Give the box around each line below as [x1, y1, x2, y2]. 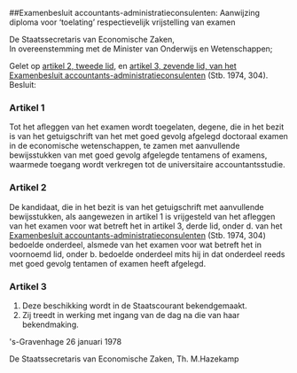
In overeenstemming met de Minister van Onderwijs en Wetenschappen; [9, 43, 273, 54]
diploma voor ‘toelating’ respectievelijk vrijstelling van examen [9, 17, 236, 27]
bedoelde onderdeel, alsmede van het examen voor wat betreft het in [9, 239, 262, 250]
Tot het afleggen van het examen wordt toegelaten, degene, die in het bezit [9, 121, 285, 132]
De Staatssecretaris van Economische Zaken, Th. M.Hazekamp [9, 354, 239, 364]
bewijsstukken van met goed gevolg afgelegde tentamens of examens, [9, 150, 268, 160]
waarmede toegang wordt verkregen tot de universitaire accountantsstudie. [9, 159, 285, 170]
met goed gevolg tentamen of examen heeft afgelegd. [9, 258, 207, 268]
